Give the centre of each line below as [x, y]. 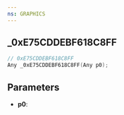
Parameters [33, 87]
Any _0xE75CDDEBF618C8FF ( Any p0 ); [58, 65]
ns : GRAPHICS [26, 14]
